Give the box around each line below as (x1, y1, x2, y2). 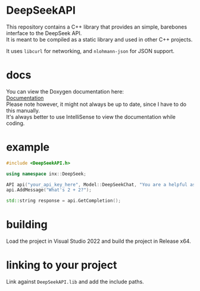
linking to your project (6, 258, 117, 272)
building (6, 218, 48, 231)
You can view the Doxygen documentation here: (6, 87, 124, 95)
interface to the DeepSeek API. (6, 29, 82, 36)
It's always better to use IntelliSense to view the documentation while (6, 113, 176, 120)
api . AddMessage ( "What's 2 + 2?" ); (6, 187, 92, 193)
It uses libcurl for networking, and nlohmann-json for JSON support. (6, 47, 174, 54)
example (6, 140, 50, 154)
